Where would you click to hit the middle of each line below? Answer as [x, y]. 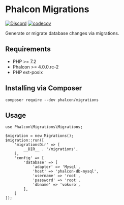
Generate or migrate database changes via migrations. [62, 33]
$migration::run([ [25, 141]
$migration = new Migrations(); [39, 136]
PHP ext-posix [28, 72]
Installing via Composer [44, 88]
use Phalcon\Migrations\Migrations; [44, 127]
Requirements [28, 49]
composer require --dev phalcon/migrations [52, 100]
